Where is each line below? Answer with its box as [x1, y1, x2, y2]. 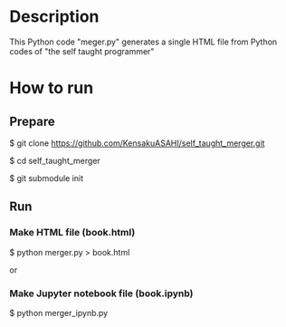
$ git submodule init [9, 172, 84, 183]
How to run [9, 78, 94, 99]
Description [9, 6, 100, 27]
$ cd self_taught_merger [9, 155, 101, 166]
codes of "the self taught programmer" [9, 45, 155, 56]
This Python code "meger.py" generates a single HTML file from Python [9, 36, 278, 47]
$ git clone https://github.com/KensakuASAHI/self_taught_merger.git [9, 138, 265, 149]
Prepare [9, 113, 56, 129]
